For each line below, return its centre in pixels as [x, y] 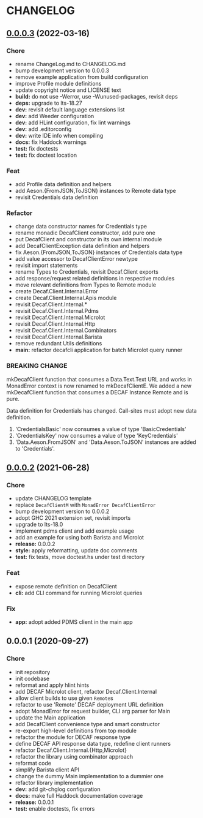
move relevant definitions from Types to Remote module [86, 285]
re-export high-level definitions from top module [76, 730]
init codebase [32, 678]
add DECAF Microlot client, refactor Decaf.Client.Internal [86, 691]
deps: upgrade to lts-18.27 [48, 103]
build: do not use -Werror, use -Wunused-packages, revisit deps [96, 96]
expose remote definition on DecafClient [66, 586]
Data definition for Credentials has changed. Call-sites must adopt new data [101, 410]
